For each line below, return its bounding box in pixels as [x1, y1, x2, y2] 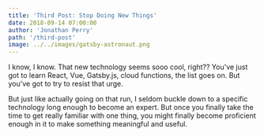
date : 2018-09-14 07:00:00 [8, 19, 97, 27]
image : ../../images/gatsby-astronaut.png [8, 41, 150, 49]
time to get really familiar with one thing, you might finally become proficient [8, 111, 257, 120]
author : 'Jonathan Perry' [8, 26, 93, 34]
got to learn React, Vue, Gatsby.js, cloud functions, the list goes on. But [8, 71, 240, 80]
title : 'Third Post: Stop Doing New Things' [8, 11, 157, 20]
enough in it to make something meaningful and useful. [8, 119, 188, 129]
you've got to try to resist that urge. [8, 79, 124, 89]
